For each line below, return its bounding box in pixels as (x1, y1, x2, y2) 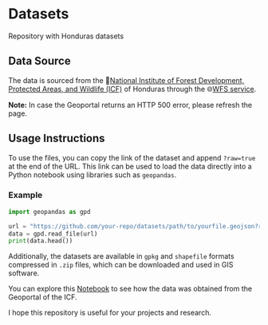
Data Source (8, 54, 71, 68)
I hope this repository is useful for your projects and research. (8, 308, 211, 318)
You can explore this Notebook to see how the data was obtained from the (8, 284, 253, 294)
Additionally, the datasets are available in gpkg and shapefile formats (8, 252, 235, 261)
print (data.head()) (8, 237, 73, 245)
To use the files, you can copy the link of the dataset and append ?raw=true (8, 153, 256, 162)
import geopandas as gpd (8, 208, 91, 216)
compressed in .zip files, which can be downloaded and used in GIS (8, 260, 234, 270)
